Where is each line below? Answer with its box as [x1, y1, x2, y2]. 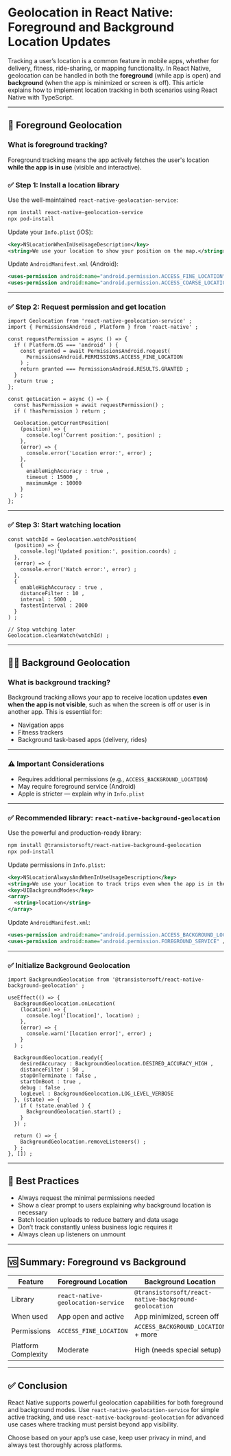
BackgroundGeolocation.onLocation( [14, 1000, 116, 1007]
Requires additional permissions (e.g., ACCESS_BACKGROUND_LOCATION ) [17, 774, 208, 783]
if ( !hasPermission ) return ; [14, 408, 107, 415]
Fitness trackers [17, 728, 64, 737]
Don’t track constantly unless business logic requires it [17, 1223, 173, 1231]
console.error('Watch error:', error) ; [20, 566, 137, 573]
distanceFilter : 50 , [20, 1066, 85, 1074]
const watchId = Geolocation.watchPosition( [8, 535, 137, 543]
